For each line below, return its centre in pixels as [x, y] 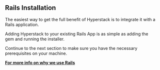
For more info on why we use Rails [40, 62]
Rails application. [22, 24]
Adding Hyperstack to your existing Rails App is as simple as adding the [77, 34]
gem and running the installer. [35, 39]
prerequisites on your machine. [36, 53]
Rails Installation [31, 8]
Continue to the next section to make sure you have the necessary [71, 48]
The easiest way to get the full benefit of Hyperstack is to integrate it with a [80, 19]
